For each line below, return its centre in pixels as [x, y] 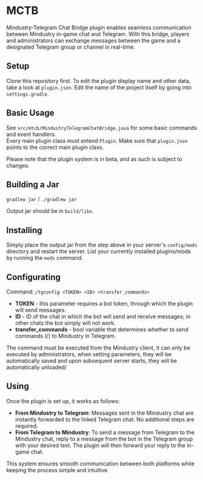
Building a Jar [33, 184]
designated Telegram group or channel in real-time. [71, 47]
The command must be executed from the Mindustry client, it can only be [98, 348]
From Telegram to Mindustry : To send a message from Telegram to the [105, 432]
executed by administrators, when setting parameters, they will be [89, 354]
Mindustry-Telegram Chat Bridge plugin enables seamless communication [99, 27]
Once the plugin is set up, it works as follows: [63, 401]
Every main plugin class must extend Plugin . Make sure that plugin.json [97, 140]
